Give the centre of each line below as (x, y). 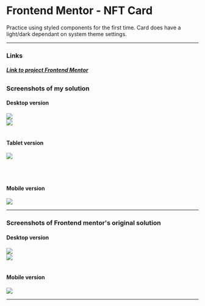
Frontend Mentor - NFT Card (80, 11)
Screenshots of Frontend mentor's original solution (84, 223)
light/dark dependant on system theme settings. (67, 34)
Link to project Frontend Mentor (47, 70)
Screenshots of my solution (48, 88)
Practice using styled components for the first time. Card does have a (94, 27)
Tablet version (25, 143)
